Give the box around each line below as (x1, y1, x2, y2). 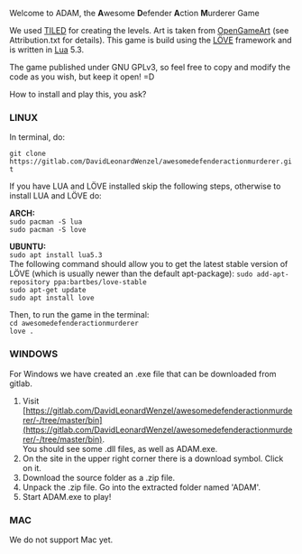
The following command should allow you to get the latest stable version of (9, 259, 288, 270)
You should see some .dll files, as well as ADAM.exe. (22, 443, 218, 454)
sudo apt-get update (9, 286, 87, 295)
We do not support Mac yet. (9, 534, 114, 545)
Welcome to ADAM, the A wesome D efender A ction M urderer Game (9, 8, 260, 18)
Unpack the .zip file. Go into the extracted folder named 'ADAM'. (22, 482, 261, 493)
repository (9, 278, 50, 287)
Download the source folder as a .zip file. (22, 472, 176, 483)
